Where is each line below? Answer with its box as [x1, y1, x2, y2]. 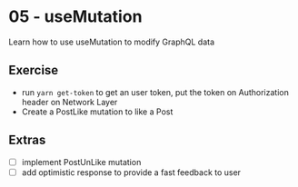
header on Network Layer [21, 96, 118, 107]
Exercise [8, 63, 59, 78]
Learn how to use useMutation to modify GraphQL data [8, 36, 215, 47]
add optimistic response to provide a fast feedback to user [21, 166, 242, 178]
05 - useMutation [8, 6, 143, 27]
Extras [8, 133, 46, 148]
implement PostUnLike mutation [21, 156, 142, 167]
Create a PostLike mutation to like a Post [21, 106, 174, 117]
